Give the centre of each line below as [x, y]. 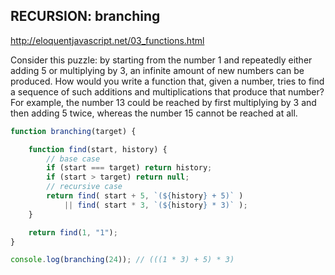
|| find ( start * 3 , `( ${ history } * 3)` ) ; [155, 205]
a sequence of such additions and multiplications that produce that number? [167, 91]
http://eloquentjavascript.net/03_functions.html [107, 40]
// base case [73, 159]
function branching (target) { [73, 131]
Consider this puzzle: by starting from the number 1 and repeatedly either [161, 60]
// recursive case [84, 187]
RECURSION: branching [85, 16]
